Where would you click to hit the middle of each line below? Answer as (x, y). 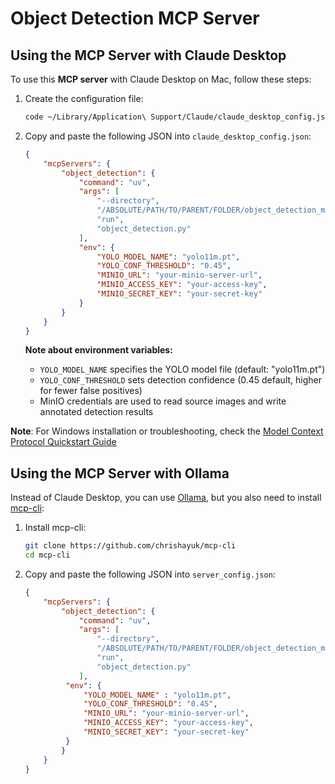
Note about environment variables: (98, 350)
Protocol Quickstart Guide (63, 442)
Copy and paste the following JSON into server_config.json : (150, 574)
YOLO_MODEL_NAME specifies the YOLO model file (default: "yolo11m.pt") (182, 369)
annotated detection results (96, 412)
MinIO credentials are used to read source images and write (163, 401)
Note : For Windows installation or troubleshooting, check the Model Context (167, 431)
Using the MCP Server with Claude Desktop (148, 55)
